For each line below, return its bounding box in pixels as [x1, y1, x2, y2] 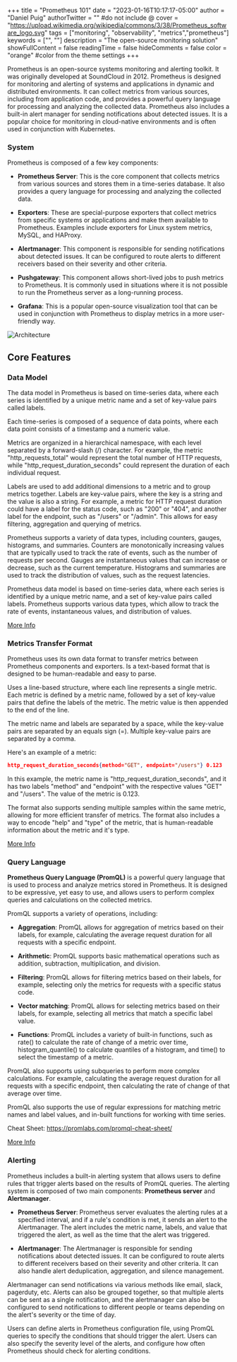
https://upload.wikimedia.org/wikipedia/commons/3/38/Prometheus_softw [10, 21, 227, 29]
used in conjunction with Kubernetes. [7, 125, 116, 133]
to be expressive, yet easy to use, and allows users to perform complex [7, 888, 215, 897]
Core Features [7, 351, 71, 363]
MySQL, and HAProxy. [17, 231, 83, 240]
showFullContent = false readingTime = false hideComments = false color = [7, 44, 227, 52]
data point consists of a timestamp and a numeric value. [7, 424, 171, 433]
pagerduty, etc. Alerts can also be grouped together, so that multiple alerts [7, 1288, 224, 1296]
